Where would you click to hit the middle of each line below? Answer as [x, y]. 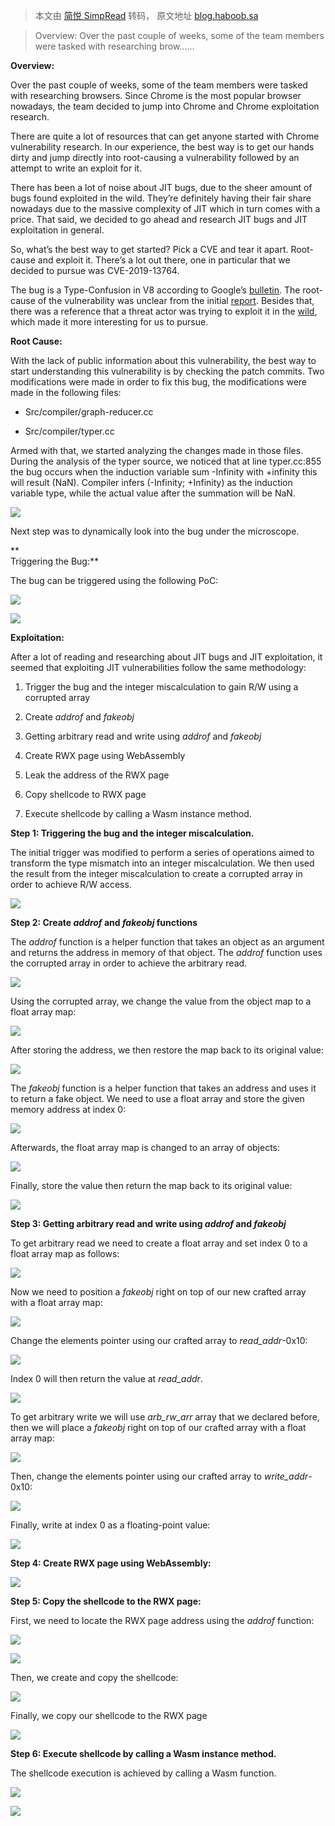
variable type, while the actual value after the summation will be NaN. [153, 493]
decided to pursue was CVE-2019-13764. [95, 270]
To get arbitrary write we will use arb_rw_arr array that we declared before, [165, 1417]
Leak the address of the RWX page [97, 775]
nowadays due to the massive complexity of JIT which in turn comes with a [165, 208]
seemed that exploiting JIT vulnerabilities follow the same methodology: [158, 667]
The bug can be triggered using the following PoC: [114, 580]
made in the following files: [66, 392]
